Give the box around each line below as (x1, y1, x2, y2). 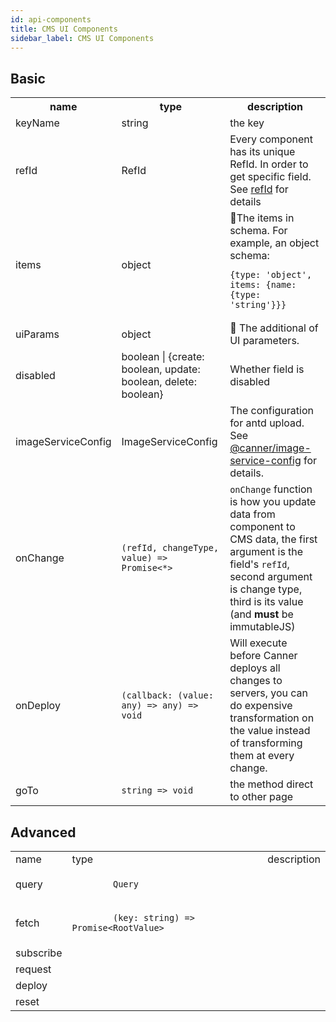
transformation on (229, 711, 315, 725)
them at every (229, 749, 295, 763)
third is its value (229, 595, 304, 609)
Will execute (229, 636, 288, 650)
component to (229, 520, 296, 534)
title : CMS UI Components (10, 24, 118, 34)
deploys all (229, 661, 281, 675)
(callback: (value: (121, 690, 214, 701)
